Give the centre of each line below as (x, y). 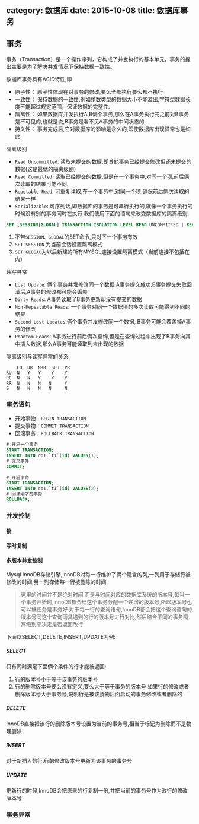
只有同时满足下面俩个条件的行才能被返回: (56, 667)
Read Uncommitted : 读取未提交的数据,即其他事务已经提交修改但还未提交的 (103, 161)
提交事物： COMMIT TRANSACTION (52, 426)
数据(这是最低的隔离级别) (45, 169)
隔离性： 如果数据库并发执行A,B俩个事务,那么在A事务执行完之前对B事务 (102, 114)
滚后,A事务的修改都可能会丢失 (51, 292)
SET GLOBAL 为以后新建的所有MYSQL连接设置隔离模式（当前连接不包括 (99, 252)
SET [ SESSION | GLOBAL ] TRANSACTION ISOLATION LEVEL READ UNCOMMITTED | (95, 225)
